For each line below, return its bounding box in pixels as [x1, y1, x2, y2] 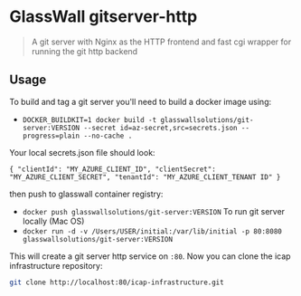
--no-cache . [83, 131, 133, 140]
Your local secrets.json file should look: [9, 147, 155, 158]
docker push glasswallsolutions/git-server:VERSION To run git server [22, 205, 286, 216]
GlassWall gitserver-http [9, 6, 198, 27]
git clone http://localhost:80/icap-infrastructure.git [9, 278, 224, 287]
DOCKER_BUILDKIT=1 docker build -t [22, 115, 157, 124]
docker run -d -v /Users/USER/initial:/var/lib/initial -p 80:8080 [22, 226, 282, 236]
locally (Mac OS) [22, 215, 85, 226]
